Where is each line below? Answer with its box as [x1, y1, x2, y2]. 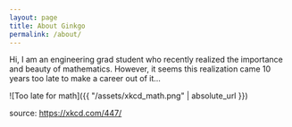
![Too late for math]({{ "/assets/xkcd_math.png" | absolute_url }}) [9, 90, 248, 101]
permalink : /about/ [9, 30, 82, 38]
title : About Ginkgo [9, 21, 87, 30]
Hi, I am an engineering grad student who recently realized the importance [9, 55, 283, 65]
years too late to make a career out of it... [9, 73, 161, 84]
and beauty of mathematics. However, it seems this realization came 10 [9, 63, 271, 74]
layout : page [9, 13, 58, 22]
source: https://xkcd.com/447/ [9, 108, 122, 119]
